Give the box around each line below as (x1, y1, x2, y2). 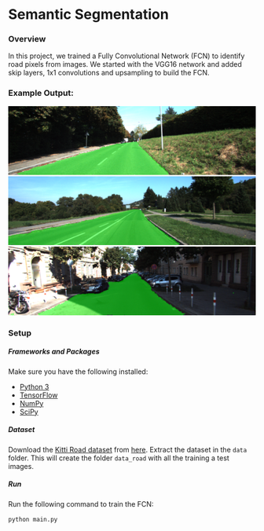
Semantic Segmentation (8, 5, 169, 24)
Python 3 (19, 382, 49, 391)
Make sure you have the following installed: (8, 367, 148, 376)
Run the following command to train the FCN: (8, 499, 154, 508)
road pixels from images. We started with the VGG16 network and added (8, 60, 242, 69)
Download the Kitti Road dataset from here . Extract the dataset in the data (8, 445, 247, 454)
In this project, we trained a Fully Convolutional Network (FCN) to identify (8, 51, 245, 60)
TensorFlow (19, 390, 58, 400)
